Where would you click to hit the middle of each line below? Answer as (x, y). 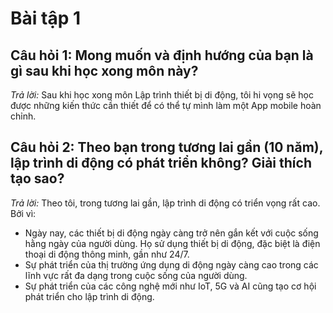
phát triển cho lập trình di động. (89, 296)
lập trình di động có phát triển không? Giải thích (161, 163)
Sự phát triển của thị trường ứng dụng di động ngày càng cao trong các (171, 264)
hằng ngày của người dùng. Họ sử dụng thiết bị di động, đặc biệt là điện (172, 243)
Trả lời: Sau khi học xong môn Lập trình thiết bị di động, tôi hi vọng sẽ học (162, 95)
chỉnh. (23, 116)
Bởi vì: (23, 213)
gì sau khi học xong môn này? (104, 70)
